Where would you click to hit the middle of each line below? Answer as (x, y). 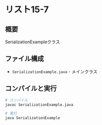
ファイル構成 (25, 59)
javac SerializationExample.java (39, 105)
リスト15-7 (27, 10)
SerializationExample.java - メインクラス (55, 72)
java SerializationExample (33, 118)
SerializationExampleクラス (33, 42)
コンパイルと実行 (31, 88)
